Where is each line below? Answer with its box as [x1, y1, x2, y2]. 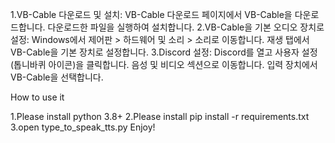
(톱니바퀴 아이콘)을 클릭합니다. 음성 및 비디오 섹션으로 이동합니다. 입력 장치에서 [10, 59, 318, 70]
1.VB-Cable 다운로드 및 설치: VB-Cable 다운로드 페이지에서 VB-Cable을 [10, 9, 293, 20]
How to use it [10, 91, 65, 103]
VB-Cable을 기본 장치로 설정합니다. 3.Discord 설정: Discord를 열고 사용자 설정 [10, 46, 318, 58]
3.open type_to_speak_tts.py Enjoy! [10, 121, 156, 133]
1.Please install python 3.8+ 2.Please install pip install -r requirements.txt [10, 111, 310, 122]
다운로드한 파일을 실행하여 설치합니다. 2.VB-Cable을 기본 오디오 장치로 [47, 21, 325, 33]
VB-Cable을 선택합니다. [10, 71, 104, 83]
